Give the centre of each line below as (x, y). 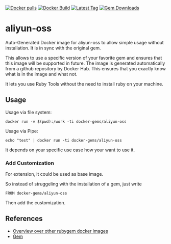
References (24, 219)
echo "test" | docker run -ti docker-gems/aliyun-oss (64, 140)
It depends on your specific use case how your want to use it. (70, 150)
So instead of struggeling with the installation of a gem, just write (74, 184)
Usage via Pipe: (22, 131)
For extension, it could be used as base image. (54, 174)
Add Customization (30, 163)
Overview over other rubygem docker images (60, 231)
